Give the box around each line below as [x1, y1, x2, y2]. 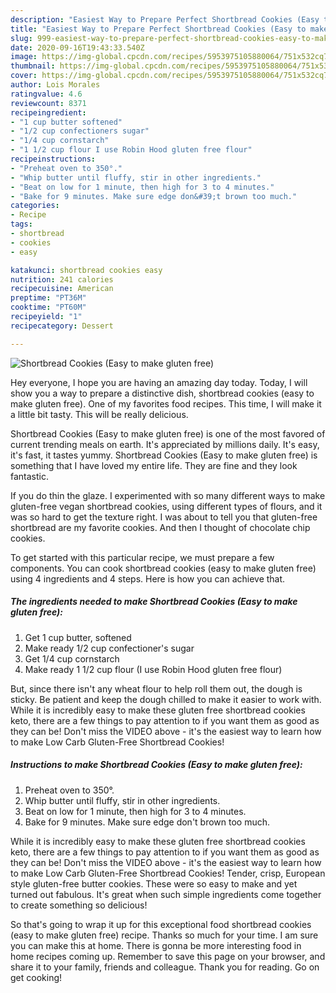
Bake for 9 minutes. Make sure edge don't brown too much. [24, 816, 271, 828]
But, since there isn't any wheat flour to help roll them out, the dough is [10, 682, 303, 695]
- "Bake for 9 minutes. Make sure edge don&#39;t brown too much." [10, 191, 298, 201]
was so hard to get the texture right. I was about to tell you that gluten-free [10, 511, 318, 523]
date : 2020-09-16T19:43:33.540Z [10, 42, 145, 53]
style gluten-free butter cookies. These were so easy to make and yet [10, 877, 298, 890]
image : [10, 52, 38, 62]
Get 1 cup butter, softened [24, 631, 132, 643]
